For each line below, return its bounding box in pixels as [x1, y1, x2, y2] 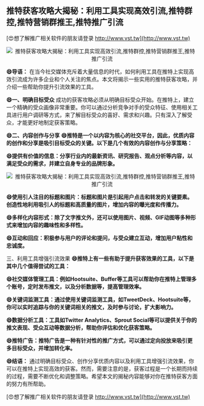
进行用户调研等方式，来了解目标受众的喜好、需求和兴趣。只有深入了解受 [11, 111, 192, 119]
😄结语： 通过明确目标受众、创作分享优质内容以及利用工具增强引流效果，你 [6, 357, 194, 365]
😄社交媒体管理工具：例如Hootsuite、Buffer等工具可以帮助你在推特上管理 [6, 275, 192, 283]
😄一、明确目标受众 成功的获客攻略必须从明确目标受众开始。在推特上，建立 [6, 96, 194, 103]
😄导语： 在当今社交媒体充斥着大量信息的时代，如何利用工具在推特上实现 [6, 67, 189, 75]
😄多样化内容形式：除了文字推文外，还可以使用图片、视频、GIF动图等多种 [6, 213, 191, 221]
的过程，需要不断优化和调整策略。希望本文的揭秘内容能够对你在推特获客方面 [6, 373, 198, 380]
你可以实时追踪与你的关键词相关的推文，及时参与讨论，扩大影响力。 [6, 303, 177, 311]
